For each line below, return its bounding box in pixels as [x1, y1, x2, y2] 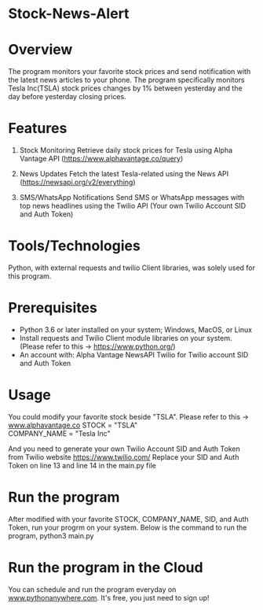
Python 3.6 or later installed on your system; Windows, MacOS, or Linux [19, 324, 253, 335]
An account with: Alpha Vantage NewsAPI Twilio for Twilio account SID [19, 349, 249, 359]
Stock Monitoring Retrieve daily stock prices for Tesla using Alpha [19, 146, 233, 155]
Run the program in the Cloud [8, 559, 203, 576]
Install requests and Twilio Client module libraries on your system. [19, 333, 232, 342]
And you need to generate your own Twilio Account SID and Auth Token [8, 444, 241, 453]
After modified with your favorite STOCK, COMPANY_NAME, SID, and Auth [8, 514, 249, 523]
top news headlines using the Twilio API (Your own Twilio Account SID [19, 201, 247, 211]
